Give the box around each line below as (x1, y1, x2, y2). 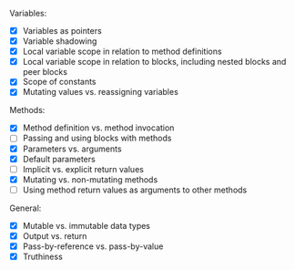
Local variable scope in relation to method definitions (22, 46, 222, 57)
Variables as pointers (22, 26, 102, 36)
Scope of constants (22, 77, 97, 88)
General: (9, 202, 42, 213)
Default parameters (22, 153, 96, 164)
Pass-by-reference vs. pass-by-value (22, 241, 164, 252)
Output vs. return (22, 230, 87, 241)
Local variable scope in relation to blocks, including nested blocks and (22, 57, 287, 67)
